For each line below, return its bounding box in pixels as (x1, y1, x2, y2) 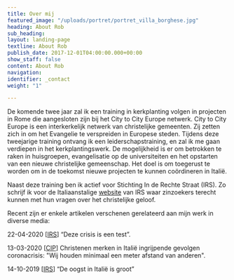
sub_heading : (7, 29, 46, 37)
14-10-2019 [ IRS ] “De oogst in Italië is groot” (7, 265, 135, 274)
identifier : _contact (7, 75, 71, 83)
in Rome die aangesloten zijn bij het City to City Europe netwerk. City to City (7, 115, 227, 124)
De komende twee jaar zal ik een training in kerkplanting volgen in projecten (7, 107, 226, 116)
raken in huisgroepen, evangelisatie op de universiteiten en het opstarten (7, 152, 219, 161)
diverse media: (7, 217, 50, 225)
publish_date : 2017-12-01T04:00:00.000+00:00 (7, 50, 142, 57)
